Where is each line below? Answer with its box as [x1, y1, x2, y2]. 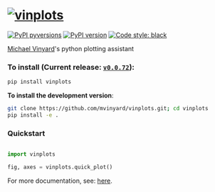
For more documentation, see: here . [7, 176, 112, 185]
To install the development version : [7, 91, 114, 100]
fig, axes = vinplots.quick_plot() [7, 164, 113, 171]
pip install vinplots [7, 78, 72, 85]
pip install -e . [7, 111, 59, 119]
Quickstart [7, 128, 46, 138]
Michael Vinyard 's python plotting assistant [7, 44, 134, 53]
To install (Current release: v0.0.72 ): [7, 62, 135, 72]
